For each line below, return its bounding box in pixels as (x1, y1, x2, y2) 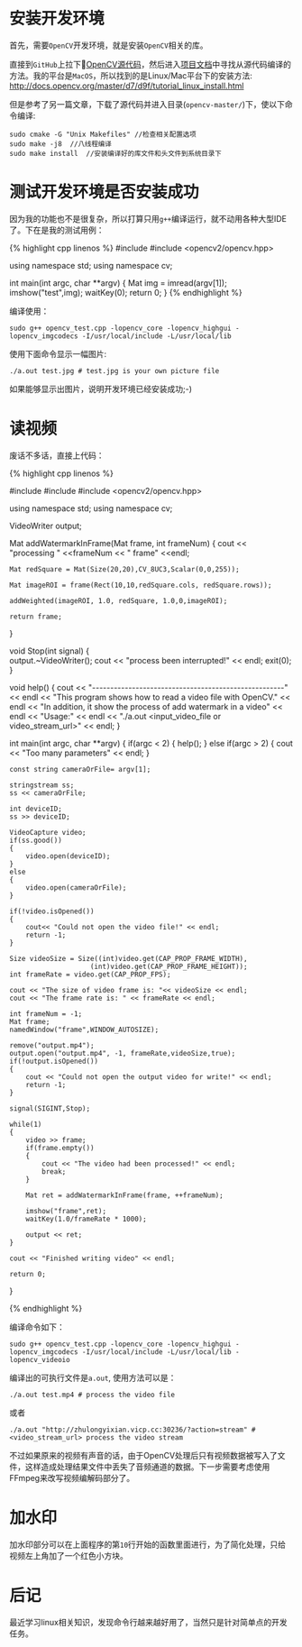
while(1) (9, 1120, 42, 1129)
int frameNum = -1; (9, 1009, 83, 1019)
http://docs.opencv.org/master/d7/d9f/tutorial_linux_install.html (9, 80, 244, 91)
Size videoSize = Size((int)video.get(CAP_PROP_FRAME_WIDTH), (9, 954, 248, 963)
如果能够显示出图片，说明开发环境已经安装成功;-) (9, 383, 192, 394)
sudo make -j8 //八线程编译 (9, 139, 113, 149)
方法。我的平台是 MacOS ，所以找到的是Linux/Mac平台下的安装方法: (9, 69, 252, 81)
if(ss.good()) (9, 836, 63, 845)
